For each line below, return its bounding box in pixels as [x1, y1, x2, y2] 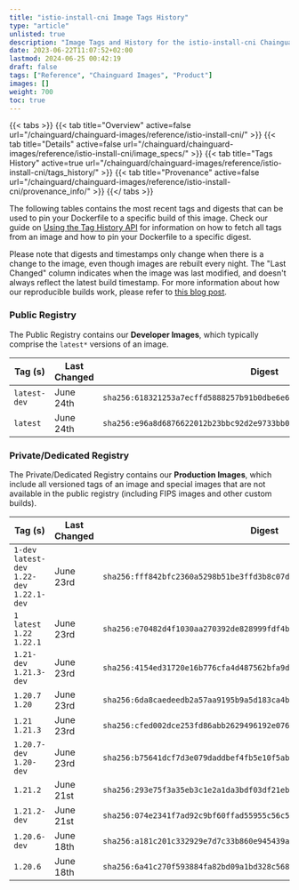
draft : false [9, 63, 58, 72]
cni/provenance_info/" [9, 186, 92, 196]
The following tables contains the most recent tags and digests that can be [9, 204, 284, 214]
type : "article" [9, 21, 69, 30]
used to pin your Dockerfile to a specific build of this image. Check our [9, 212, 269, 223]
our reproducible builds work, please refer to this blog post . [9, 286, 227, 298]
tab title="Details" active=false [9, 139, 122, 149]
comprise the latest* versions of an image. [9, 339, 169, 349]
